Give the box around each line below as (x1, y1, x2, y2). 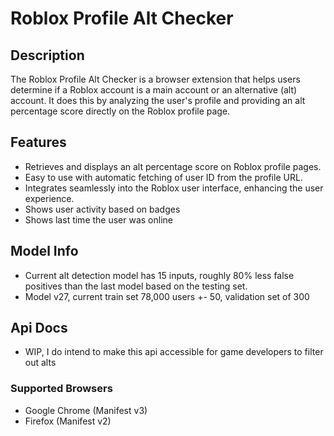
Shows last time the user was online (24, 213, 173, 226)
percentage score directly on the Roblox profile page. (10, 105, 231, 117)
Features (10, 134, 67, 151)
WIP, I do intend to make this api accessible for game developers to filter (24, 346, 324, 358)
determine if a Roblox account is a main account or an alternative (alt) (10, 84, 298, 96)
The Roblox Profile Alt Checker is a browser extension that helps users (10, 73, 301, 85)
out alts (24, 357, 57, 369)
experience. (24, 192, 75, 204)
